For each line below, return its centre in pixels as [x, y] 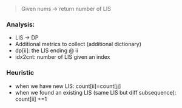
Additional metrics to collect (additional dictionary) [78, 44]
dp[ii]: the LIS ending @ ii [46, 50]
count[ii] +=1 [31, 99]
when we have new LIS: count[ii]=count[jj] [68, 86]
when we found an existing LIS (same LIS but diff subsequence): [96, 92]
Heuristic [20, 73]
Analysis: [21, 24]
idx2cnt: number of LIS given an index [62, 57]
